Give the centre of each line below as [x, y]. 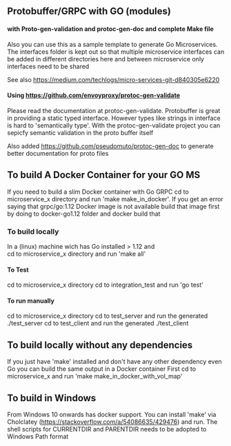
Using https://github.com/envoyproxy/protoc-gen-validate [94, 95]
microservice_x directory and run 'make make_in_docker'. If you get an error [115, 199]
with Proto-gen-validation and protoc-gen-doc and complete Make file [110, 29]
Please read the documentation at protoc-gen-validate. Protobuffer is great [114, 110]
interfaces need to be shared [48, 66]
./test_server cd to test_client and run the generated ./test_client [98, 323]
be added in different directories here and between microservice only [106, 59]
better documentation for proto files [58, 153]
